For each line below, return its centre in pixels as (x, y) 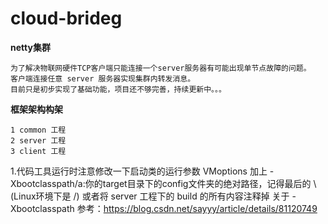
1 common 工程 (38, 130)
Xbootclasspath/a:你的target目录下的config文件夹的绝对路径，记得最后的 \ (163, 183)
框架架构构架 (36, 109)
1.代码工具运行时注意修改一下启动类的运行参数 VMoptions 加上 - (142, 171)
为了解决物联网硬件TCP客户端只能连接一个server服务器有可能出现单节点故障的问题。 (161, 68)
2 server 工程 (38, 140)
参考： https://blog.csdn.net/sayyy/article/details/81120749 (197, 208)
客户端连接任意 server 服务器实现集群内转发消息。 (103, 78)
